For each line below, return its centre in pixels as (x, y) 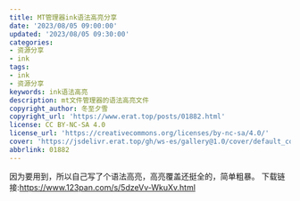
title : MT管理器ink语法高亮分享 (63, 17)
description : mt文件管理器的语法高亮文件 (79, 100)
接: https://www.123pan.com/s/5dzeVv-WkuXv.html (103, 187)
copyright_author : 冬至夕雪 (59, 109)
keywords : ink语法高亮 (49, 92)
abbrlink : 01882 (39, 149)
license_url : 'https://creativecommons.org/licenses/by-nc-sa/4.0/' (139, 133)
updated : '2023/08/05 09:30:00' (69, 34)
